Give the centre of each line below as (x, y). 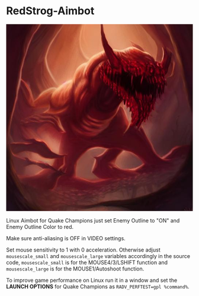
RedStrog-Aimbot (50, 11)
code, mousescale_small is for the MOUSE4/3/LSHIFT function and (87, 262)
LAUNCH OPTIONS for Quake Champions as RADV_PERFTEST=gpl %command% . (98, 287)
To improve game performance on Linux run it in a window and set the (92, 280)
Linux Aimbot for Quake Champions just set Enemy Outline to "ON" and (93, 220)
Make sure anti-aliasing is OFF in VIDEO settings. (66, 238)
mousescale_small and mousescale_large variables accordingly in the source (98, 256)
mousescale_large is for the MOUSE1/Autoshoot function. (75, 269)
